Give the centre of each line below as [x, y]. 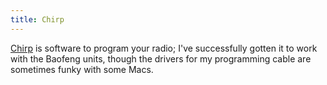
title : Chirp [37, 19]
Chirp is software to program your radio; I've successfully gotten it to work [164, 48]
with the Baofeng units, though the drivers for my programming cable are [161, 58]
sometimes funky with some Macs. [82, 69]
